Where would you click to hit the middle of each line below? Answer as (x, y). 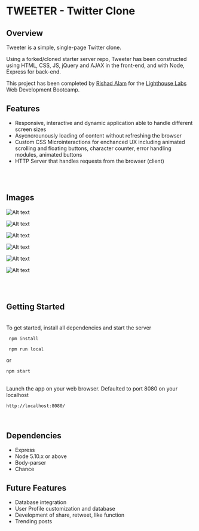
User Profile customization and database (65, 509)
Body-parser (30, 463)
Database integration (41, 502)
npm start (19, 371)
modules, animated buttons (48, 155)
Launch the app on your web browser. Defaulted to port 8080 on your (92, 388)
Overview (25, 33)
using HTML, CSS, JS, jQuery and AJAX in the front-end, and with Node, (96, 65)
